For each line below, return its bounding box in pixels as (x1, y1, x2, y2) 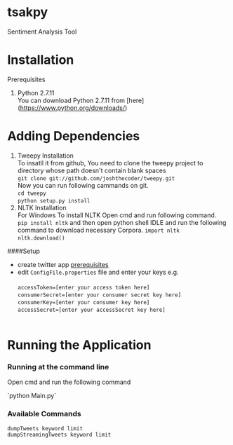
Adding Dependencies (7, 128, 140, 144)
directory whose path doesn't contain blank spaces (17, 166, 166, 174)
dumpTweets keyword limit (7, 425, 83, 432)
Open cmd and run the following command (7, 378, 131, 386)
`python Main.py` (7, 392, 57, 400)
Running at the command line (7, 362, 109, 371)
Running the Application (7, 337, 152, 352)
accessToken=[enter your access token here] (17, 284, 150, 291)
